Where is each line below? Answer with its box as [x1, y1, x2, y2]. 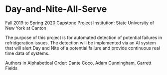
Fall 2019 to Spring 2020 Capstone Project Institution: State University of [5, 20, 155, 26]
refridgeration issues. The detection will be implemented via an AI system [5, 39, 156, 45]
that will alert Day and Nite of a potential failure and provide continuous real [5, 45, 161, 51]
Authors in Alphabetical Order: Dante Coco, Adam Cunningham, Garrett [5, 60, 152, 66]
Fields [5, 65, 18, 71]
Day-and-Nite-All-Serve [5, 3, 107, 15]
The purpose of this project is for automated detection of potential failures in [5, 35, 163, 40]
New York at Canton [5, 25, 46, 31]
